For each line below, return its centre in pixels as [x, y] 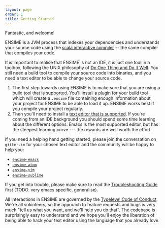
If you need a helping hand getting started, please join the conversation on [81, 139]
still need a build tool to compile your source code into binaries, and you [78, 73]
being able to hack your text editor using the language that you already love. [82, 221]
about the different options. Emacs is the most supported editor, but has [85, 124]
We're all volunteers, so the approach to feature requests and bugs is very [80, 205]
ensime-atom [24, 165]
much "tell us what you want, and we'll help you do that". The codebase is [80, 210]
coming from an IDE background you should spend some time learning [84, 119]
